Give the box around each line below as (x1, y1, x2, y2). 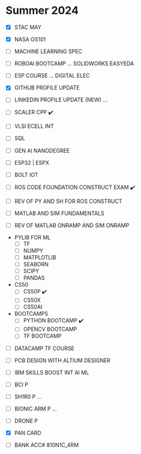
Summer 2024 (5, 4, 79, 18)
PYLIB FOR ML (14, 234, 51, 241)
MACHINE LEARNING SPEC (14, 48, 82, 55)
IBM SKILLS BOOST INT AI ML (14, 369, 89, 376)
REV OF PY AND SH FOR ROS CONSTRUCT (14, 197, 122, 205)
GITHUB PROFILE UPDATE (14, 84, 80, 91)
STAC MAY (14, 24, 41, 31)
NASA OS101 (14, 36, 46, 43)
